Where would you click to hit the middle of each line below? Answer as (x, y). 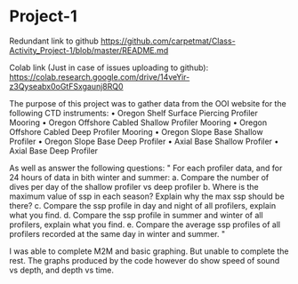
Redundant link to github (54, 41)
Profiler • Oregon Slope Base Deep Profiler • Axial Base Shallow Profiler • (144, 141)
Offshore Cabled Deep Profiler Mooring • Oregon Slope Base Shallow (137, 131)
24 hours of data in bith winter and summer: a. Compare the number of (139, 177)
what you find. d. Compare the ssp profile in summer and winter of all (137, 215)
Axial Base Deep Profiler (54, 150)
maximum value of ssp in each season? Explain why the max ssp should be (147, 196)
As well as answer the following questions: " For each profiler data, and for (146, 168)
